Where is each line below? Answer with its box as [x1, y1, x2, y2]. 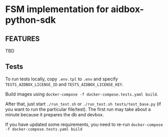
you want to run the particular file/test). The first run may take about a [5, 106, 151, 112]
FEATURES [5, 34, 40, 43]
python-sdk [5, 14, 56, 26]
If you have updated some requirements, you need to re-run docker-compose [5, 121, 163, 127]
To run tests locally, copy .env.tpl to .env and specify [5, 76, 118, 82]
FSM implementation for [5, 4, 109, 15]
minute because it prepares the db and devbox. [5, 111, 104, 117]
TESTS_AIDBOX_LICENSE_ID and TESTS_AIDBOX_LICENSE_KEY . [5, 81, 124, 87]
